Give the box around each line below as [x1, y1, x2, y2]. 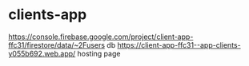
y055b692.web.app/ [8, 49, 76, 58]
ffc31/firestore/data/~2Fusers [8, 40, 106, 49]
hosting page [77, 49, 121, 58]
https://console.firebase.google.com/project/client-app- [8, 32, 194, 41]
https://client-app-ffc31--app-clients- [117, 40, 242, 49]
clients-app [8, 6, 87, 24]
